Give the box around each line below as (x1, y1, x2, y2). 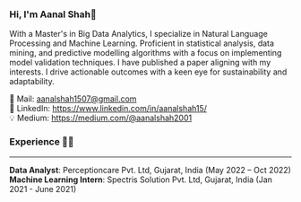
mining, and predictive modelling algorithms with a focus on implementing (9, 48, 282, 58)
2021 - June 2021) (9, 183, 77, 194)
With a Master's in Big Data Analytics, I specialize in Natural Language (9, 29, 269, 40)
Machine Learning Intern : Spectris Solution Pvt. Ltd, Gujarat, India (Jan (9, 174, 273, 185)
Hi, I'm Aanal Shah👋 (9, 8, 97, 21)
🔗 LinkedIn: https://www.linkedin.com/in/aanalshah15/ (9, 103, 208, 114)
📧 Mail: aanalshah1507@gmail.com (9, 93, 137, 104)
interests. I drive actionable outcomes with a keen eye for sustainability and (9, 66, 288, 77)
